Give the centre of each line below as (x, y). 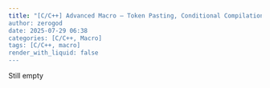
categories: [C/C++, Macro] (55, 38)
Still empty (26, 76)
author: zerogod (35, 23)
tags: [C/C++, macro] (45, 46)
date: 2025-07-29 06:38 (48, 30)
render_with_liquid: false (53, 53)
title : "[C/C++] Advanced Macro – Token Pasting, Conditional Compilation (136, 16)
